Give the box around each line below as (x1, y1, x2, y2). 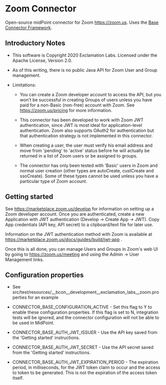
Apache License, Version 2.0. (12, 57, 73, 63)
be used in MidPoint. (12, 320, 55, 326)
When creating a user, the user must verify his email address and (19, 142, 153, 148)
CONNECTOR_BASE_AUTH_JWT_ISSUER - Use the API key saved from (12, 330, 158, 335)
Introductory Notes (5, 39, 65, 48)
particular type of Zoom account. (19, 178, 88, 184)
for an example (28, 294, 58, 300)
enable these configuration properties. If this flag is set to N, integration (12, 309, 159, 315)
